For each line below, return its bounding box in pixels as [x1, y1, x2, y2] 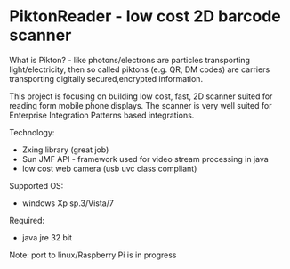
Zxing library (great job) [21, 144, 109, 155]
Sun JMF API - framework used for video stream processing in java [21, 153, 269, 164]
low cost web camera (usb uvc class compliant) [21, 163, 197, 174]
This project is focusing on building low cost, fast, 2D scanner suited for [9, 91, 273, 102]
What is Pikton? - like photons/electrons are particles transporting [9, 54, 251, 65]
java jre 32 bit [21, 232, 73, 242]
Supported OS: [9, 180, 64, 191]
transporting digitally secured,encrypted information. [9, 73, 203, 84]
